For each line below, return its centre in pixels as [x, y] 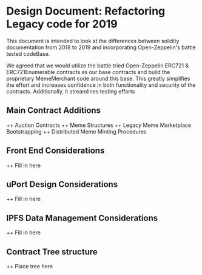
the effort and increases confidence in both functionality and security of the [101, 85]
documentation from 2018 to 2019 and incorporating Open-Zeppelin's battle [101, 47]
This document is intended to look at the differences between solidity [93, 41]
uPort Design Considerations [62, 184]
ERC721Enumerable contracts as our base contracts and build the [88, 72]
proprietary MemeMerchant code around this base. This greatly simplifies [98, 78]
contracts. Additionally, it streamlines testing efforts [71, 91]
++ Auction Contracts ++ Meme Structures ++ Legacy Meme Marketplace [99, 125]
